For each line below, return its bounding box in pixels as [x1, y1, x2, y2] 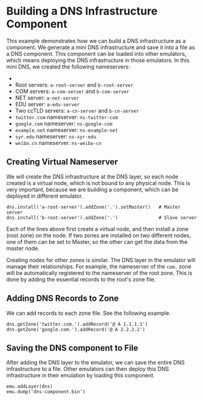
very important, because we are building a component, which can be [6, 186, 179, 193]
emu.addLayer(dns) [6, 383, 53, 389]
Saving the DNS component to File [6, 343, 139, 353]
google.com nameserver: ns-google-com [15, 120, 113, 127]
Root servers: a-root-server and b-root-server [15, 81, 134, 89]
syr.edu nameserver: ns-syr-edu [15, 132, 97, 140]
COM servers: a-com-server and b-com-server [15, 87, 129, 95]
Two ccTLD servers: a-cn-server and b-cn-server [15, 107, 139, 114]
